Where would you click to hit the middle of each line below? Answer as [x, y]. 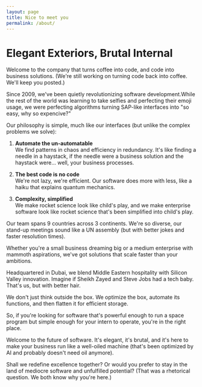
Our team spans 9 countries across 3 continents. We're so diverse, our [94, 224]
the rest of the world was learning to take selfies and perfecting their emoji [99, 101]
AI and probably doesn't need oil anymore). [60, 353]
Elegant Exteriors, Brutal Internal [90, 53]
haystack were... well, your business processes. [74, 163]
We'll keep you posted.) [36, 83]
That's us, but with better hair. [44, 285]
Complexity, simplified [44, 199]
